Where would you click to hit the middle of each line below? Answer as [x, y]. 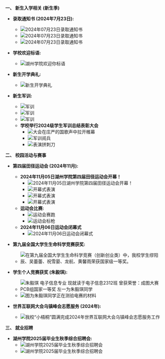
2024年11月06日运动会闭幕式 [51, 227]
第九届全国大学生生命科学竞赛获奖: [49, 244]
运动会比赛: [32, 208]
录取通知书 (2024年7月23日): [43, 19]
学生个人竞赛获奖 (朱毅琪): [40, 272]
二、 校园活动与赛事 [26, 155]
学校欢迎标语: [27, 53]
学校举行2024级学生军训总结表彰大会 [59, 125]
